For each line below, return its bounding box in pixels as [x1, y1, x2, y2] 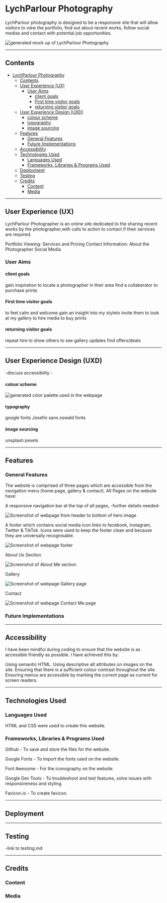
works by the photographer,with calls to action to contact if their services [5, 226, 155, 232]
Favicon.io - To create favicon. [5, 790, 68, 796]
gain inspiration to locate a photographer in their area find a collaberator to [5, 282, 158, 288]
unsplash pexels [5, 437, 39, 443]
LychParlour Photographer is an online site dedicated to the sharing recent [5, 221, 158, 226]
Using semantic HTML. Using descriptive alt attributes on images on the [5, 662, 153, 668]
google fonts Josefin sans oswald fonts [5, 415, 86, 421]
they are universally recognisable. [5, 533, 75, 539]
